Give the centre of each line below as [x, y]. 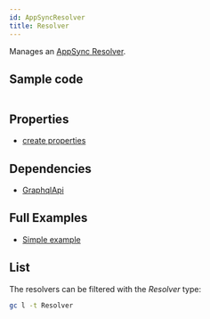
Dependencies [50, 169]
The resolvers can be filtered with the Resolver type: [105, 289]
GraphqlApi [43, 190]
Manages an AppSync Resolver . [68, 51]
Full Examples [48, 218]
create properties [54, 141]
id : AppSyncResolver [48, 17]
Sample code [46, 79]
